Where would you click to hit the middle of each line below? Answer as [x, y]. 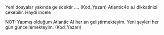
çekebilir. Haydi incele [28, 12]
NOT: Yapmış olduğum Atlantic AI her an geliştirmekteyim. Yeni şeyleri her [82, 22]
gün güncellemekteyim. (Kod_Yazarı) [44, 27]
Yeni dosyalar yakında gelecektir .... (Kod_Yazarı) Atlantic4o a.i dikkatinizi [81, 7]
